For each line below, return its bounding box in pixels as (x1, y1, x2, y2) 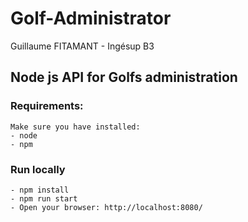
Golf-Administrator (10, 7, 172, 30)
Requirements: (10, 99, 84, 113)
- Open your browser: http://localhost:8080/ (10, 202, 203, 212)
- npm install (10, 185, 70, 195)
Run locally (10, 162, 66, 176)
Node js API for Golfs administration (10, 69, 238, 86)
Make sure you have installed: (10, 122, 141, 132)
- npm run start (10, 193, 78, 204)
